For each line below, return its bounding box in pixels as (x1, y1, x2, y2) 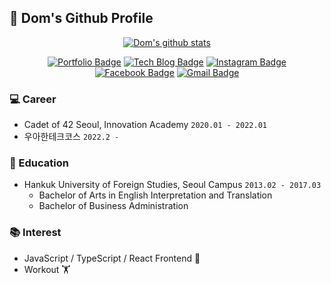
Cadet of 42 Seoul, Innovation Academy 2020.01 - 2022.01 (23, 119, 267, 131)
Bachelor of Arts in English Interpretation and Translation (38, 189, 273, 201)
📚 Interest (9, 226, 62, 240)
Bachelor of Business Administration (38, 200, 189, 212)
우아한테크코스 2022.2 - (23, 131, 120, 143)
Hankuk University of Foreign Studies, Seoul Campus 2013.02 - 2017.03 (23, 179, 322, 191)
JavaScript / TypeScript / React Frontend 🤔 (23, 252, 201, 264)
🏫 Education (9, 156, 69, 170)
